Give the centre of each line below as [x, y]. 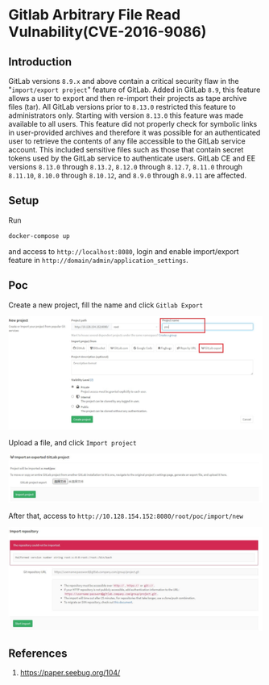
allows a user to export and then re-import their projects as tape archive [128, 98]
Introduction [40, 62]
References [38, 654]
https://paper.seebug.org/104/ [70, 673]
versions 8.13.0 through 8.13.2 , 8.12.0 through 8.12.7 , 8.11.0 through [126, 167]
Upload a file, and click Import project [72, 443]
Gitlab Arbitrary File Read [95, 15]
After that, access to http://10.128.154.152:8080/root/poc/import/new [126, 516]
